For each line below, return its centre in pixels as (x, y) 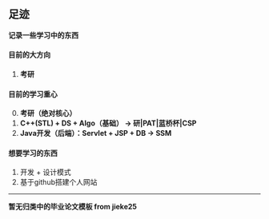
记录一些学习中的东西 (43, 35)
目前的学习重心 (33, 94)
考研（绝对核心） (48, 113)
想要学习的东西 (33, 153)
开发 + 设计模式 (45, 172)
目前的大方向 (29, 55)
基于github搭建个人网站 (58, 182)
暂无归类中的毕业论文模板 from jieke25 (73, 207)
